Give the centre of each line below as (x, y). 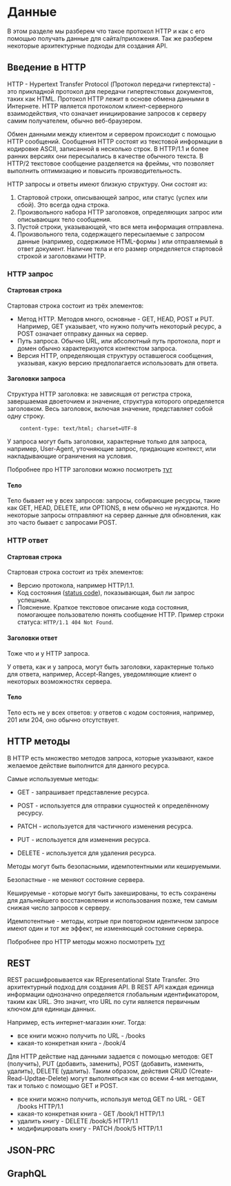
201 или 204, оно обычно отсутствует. (63, 720)
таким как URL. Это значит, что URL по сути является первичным (103, 1002)
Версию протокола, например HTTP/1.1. (76, 585)
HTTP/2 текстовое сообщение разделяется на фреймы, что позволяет (111, 163)
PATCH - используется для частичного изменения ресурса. (105, 826)
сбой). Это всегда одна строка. (63, 205)
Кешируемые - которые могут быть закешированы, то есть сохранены (112, 893)
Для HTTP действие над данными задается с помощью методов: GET (110, 1056)
